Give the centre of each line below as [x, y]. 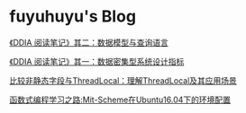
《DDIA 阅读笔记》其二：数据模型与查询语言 [89, 42]
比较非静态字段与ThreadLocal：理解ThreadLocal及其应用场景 [123, 80]
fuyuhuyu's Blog [73, 17]
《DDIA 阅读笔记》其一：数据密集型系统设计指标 [97, 61]
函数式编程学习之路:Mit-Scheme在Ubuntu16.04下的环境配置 [120, 100]
